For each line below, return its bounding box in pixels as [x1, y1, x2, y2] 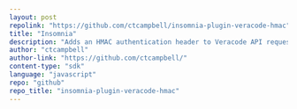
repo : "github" [9, 78, 65, 87]
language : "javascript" [9, 70, 97, 79]
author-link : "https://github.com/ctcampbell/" [9, 54, 188, 62]
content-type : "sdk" [9, 62, 86, 71]
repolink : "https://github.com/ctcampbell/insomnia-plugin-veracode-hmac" [9, 21, 291, 30]
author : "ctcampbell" [9, 46, 89, 54]
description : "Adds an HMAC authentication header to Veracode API [9, 37, 263, 47]
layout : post [9, 12, 57, 22]
